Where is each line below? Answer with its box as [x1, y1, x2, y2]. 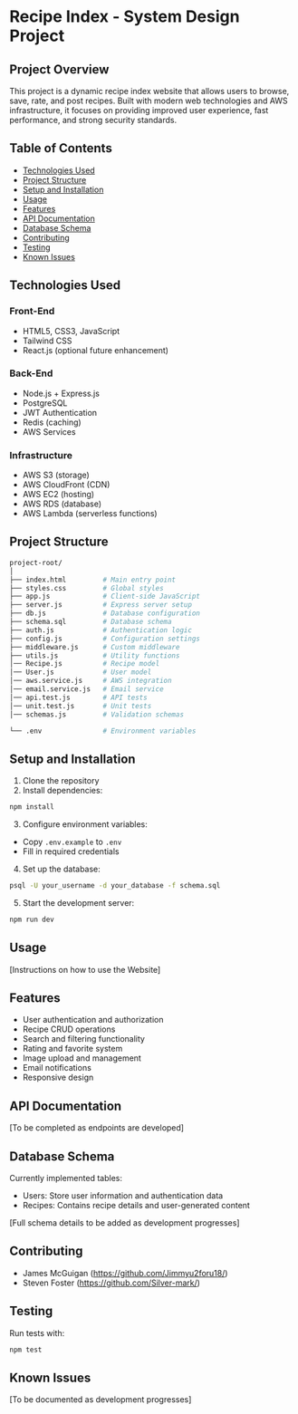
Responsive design [22, 1072, 94, 1083]
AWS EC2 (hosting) [22, 489, 95, 500]
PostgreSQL [22, 397, 68, 409]
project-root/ [9, 558, 63, 567]
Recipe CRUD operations [22, 1024, 116, 1034]
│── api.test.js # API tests [9, 693, 148, 702]
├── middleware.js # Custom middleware [9, 642, 180, 651]
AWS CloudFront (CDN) [22, 479, 111, 490]
